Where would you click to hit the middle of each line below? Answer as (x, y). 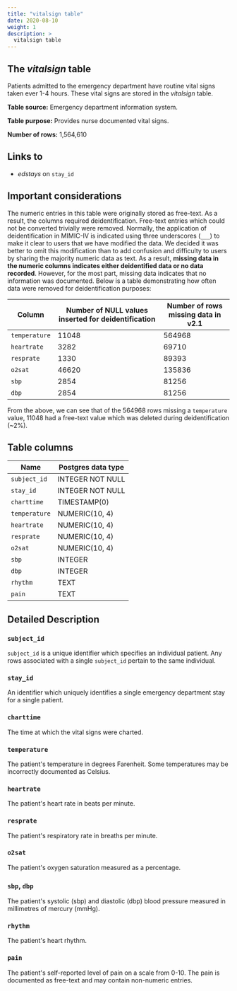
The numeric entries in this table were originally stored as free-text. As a (113, 213)
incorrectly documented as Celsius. (59, 771)
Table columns (41, 447)
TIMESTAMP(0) (83, 502)
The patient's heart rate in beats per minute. (71, 804)
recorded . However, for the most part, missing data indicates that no (107, 273)
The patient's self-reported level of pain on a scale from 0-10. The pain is (114, 973)
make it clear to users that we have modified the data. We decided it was (113, 243)
